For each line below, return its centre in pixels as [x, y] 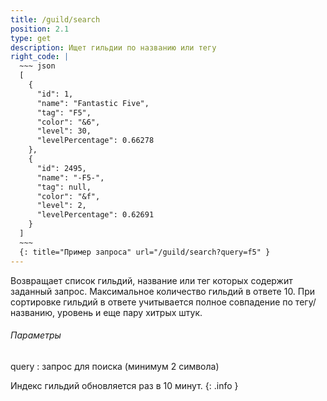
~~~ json [37, 66]
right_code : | [40, 57]
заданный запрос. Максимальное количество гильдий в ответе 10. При [163, 291]
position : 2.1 [40, 29]
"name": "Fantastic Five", [93, 103]
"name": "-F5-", [70, 177]
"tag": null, [64, 187]
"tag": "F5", [64, 112]
